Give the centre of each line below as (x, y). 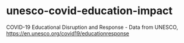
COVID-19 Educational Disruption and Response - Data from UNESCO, (92, 27)
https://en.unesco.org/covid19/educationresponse (68, 33)
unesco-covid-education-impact (89, 11)
